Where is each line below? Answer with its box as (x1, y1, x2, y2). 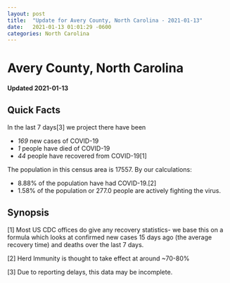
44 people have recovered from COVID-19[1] (17, 151, 147, 160)
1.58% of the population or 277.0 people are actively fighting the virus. (17, 186, 222, 194)
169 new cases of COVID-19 (17, 137, 99, 145)
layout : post (7, 10, 46, 18)
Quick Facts (7, 104, 61, 116)
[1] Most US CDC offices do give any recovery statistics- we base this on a (7, 225, 224, 234)
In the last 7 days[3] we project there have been (7, 122, 146, 131)
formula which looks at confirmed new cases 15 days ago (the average (7, 233, 212, 241)
